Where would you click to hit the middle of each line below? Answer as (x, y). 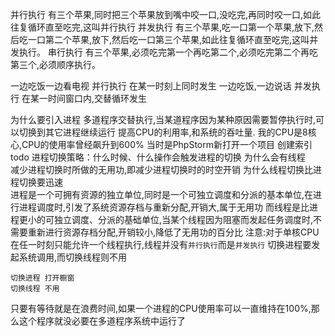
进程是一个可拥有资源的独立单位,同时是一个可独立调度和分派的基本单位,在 (162, 194)
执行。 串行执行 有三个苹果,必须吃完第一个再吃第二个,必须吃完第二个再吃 (168, 52)
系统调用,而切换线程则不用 (73, 257)
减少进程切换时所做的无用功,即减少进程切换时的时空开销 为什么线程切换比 (161, 169)
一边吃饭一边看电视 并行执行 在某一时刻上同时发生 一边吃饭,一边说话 (151, 86)
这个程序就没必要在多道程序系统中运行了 (102, 321)
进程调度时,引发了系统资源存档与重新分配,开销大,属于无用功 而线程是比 (164, 207)
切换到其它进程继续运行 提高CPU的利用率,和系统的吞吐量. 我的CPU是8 (163, 132)
